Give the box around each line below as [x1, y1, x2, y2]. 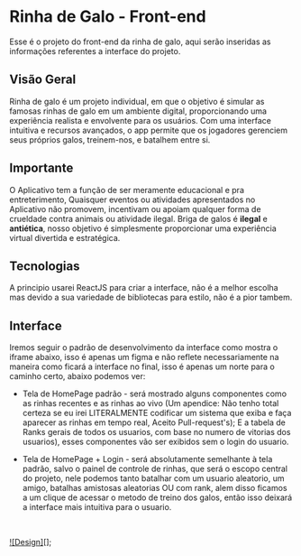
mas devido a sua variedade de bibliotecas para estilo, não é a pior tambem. [9, 292, 293, 303]
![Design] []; [9, 537, 52, 548]
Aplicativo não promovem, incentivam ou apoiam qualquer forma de [9, 203, 261, 214]
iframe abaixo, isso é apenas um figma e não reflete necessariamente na [9, 352, 279, 363]
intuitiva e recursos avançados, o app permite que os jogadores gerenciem [9, 125, 288, 135]
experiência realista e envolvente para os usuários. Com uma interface [9, 115, 272, 125]
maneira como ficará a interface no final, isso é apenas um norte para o [9, 361, 275, 372]
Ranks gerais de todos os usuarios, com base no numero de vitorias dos [22, 427, 291, 438]
